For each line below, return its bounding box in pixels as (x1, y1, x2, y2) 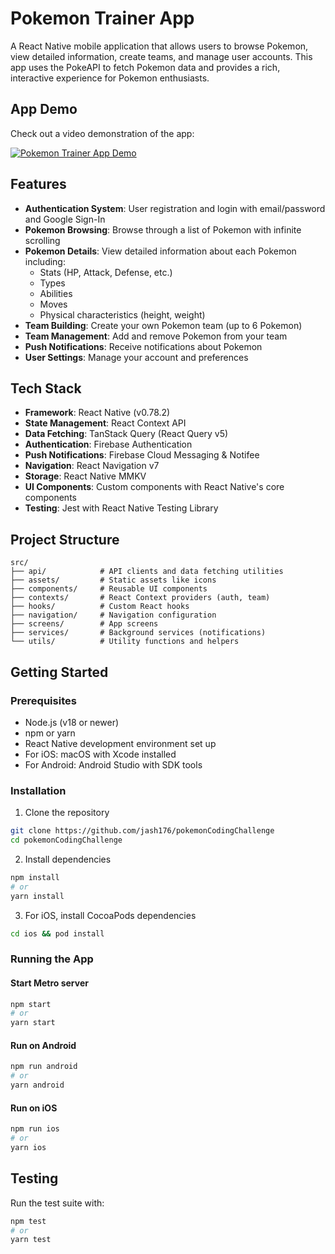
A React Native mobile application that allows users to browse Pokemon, (10, 40, 309, 52)
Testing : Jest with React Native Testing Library (24, 502, 219, 514)
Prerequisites (10, 693, 77, 707)
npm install (10, 872, 60, 882)
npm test (10, 1216, 47, 1226)
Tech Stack (10, 380, 82, 397)
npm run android (10, 1062, 78, 1072)
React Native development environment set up (24, 737, 217, 749)
